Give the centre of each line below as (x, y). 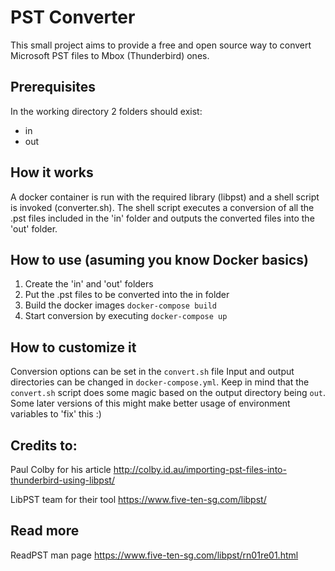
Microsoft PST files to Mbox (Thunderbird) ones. (110, 55)
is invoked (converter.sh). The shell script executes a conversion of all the (162, 207)
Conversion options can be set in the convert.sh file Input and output (152, 372)
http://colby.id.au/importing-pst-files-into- (200, 469)
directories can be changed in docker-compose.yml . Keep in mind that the (160, 382)
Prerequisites (53, 87)
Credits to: (44, 445)
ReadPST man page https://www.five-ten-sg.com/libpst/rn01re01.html (154, 555)
